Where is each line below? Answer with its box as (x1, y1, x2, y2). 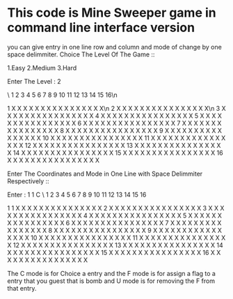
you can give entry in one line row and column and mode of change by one (7, 43, 223, 51)
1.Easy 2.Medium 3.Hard (7, 63, 77, 72)
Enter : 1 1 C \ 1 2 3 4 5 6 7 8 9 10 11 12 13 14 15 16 (7, 190, 147, 199)
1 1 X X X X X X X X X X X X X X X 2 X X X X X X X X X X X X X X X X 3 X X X (7, 204, 225, 212)
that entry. (7, 284, 37, 292)
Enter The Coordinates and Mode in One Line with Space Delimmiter (7, 169, 203, 178)
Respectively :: (7, 176, 50, 185)
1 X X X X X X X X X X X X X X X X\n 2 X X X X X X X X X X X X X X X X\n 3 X (7, 104, 226, 112)
